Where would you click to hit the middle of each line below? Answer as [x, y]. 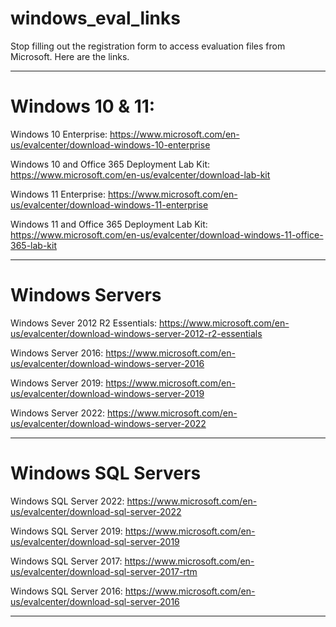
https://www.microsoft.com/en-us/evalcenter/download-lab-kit [140, 174]
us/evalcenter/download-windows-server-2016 [107, 363]
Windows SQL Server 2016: [66, 591]
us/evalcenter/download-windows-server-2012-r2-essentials [136, 333]
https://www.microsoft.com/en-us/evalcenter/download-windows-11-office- [167, 234]
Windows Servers [86, 295]
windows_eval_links [95, 18]
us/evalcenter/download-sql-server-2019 [95, 541]
